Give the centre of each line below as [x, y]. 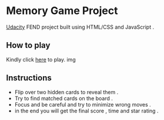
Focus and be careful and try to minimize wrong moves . [83, 104]
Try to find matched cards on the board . [64, 98]
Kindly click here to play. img [41, 59]
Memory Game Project [62, 11]
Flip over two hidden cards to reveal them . [66, 92]
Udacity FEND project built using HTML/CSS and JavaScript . [80, 27]
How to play [28, 45]
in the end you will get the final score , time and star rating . [86, 111]
